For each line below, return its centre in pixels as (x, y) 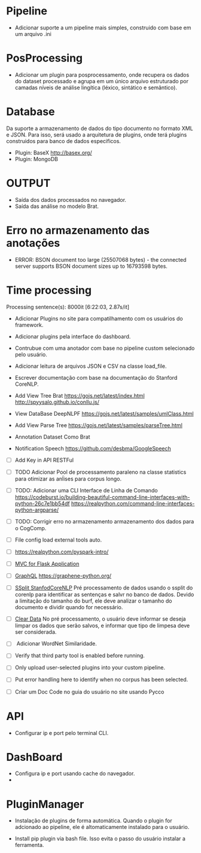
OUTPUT (28, 183)
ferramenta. (29, 845)
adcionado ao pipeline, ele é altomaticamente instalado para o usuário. (102, 827)
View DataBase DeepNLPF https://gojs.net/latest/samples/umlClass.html (104, 413)
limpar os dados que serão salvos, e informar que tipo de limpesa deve (102, 626)
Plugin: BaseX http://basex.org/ (53, 152)
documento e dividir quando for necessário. (69, 607)
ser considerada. (36, 632)
